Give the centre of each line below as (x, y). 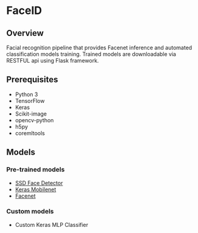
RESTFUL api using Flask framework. (53, 61)
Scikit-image (31, 114)
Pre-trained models (36, 170)
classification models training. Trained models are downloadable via (91, 54)
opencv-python (34, 120)
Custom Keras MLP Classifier (52, 224)
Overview (25, 33)
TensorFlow (30, 100)
